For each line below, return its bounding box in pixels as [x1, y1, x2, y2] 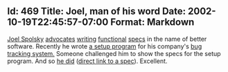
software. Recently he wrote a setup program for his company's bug [7, 42, 202, 51]
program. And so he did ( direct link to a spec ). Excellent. [7, 57, 168, 65]
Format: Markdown [110, 17, 195, 28]
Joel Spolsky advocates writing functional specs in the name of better [7, 35, 207, 43]
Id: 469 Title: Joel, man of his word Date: [7, 6, 186, 17]
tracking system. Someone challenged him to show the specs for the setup [7, 49, 221, 57]
